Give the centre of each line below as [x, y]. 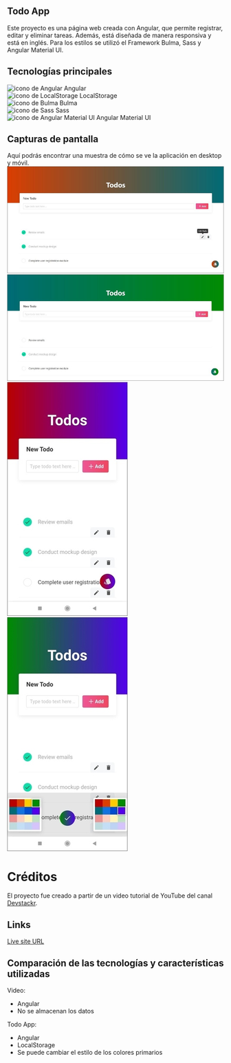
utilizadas [29, 974]
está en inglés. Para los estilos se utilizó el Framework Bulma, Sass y [104, 42]
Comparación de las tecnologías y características [115, 963]
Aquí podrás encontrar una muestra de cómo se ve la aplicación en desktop [114, 156]
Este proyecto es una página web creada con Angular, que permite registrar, [115, 28]
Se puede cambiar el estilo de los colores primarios [90, 1052]
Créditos [32, 877]
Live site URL [26, 941]
